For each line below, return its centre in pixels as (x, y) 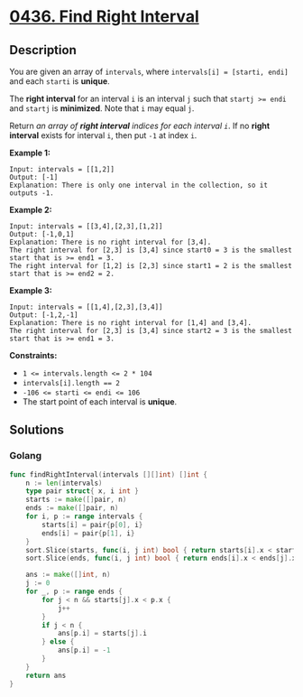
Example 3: (31, 290)
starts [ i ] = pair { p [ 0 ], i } (92, 525)
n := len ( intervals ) (64, 483)
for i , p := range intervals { (84, 516)
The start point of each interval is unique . (100, 402)
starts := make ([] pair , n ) (76, 500)
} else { (58, 642)
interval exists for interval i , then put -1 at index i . (103, 135)
